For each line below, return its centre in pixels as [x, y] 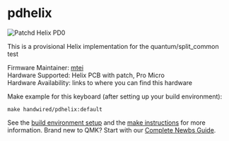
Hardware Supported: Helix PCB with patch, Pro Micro [86, 75]
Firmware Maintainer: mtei [45, 67]
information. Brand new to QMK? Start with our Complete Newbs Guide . [112, 130]
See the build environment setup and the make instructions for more [107, 123]
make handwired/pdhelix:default [55, 109]
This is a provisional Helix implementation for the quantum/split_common [113, 46]
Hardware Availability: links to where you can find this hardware [100, 82]
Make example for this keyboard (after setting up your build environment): [115, 96]
